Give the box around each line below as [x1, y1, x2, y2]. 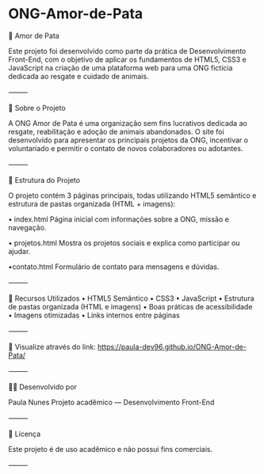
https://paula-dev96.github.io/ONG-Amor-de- [98, 342, 247, 351]
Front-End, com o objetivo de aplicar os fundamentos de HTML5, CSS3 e [8, 55, 247, 64]
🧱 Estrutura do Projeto [8, 175, 81, 184]
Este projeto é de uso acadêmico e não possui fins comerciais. [8, 444, 213, 453]
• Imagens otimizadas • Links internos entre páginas [8, 310, 180, 320]
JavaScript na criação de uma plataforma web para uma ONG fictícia [8, 63, 233, 72]
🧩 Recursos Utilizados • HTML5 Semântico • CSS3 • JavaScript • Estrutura [8, 294, 255, 303]
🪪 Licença [8, 429, 41, 438]
